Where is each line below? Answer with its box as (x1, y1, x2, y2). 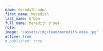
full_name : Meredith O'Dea (5, 20, 60, 26)
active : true (5, 34, 32, 39)
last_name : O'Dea (5, 16, 40, 21)
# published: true (5, 39, 42, 44)
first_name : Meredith (5, 12, 49, 17)
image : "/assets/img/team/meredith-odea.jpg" (5, 30, 99, 34)
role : (5, 25, 16, 30)
